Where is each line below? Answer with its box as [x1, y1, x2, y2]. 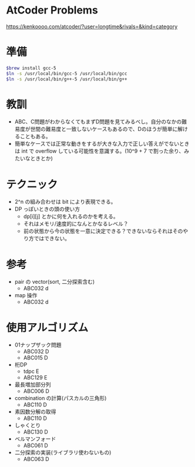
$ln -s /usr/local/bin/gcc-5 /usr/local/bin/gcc [6, 70, 127, 76]
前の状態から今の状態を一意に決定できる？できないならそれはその [23, 227, 183, 235]
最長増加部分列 [14, 381, 51, 388]
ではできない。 [33, 235, 70, 242]
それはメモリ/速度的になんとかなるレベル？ [23, 220, 129, 227]
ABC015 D [23, 354, 48, 361]
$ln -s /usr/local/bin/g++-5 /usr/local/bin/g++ [6, 76, 127, 82]
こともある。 [19, 133, 51, 140]
